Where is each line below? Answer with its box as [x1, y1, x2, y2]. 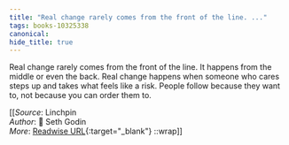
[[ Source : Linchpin [9, 107, 77, 118]
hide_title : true [9, 37, 74, 47]
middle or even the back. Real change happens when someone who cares [9, 72, 280, 82]
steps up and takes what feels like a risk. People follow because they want [9, 80, 281, 91]
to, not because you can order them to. [9, 90, 152, 101]
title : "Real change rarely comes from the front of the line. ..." [9, 12, 268, 22]
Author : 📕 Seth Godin [9, 117, 87, 127]
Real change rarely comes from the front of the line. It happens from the [9, 62, 272, 72]
